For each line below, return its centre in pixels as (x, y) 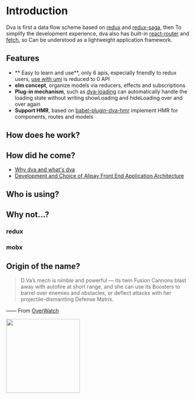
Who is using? (33, 194)
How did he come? (41, 155)
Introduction (37, 11)
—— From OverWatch (32, 311)
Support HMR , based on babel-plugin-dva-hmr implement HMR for (96, 110)
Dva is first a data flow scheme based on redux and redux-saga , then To (94, 27)
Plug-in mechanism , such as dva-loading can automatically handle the (101, 91)
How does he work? (43, 135)
